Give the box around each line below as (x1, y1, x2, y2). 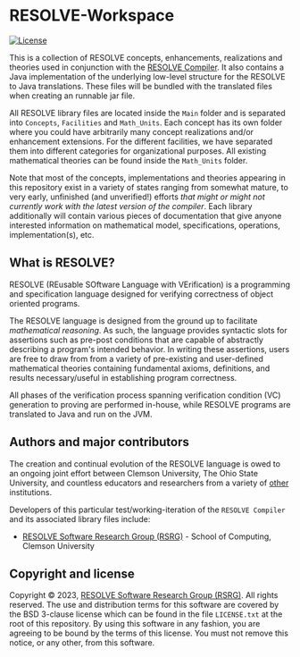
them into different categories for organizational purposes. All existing (9, 145, 267, 156)
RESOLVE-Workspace (9, 5, 175, 26)
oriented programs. (9, 298, 80, 308)
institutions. (9, 486, 52, 497)
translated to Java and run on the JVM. (9, 409, 154, 419)
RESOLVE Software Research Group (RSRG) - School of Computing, (21, 531, 272, 542)
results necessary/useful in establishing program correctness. (9, 372, 237, 383)
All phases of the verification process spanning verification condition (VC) (9, 390, 281, 400)
